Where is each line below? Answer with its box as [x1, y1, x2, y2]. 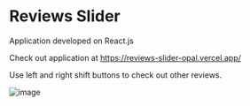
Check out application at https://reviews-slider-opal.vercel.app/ [9, 52, 242, 63]
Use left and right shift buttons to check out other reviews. [9, 69, 223, 80]
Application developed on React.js [9, 35, 135, 46]
